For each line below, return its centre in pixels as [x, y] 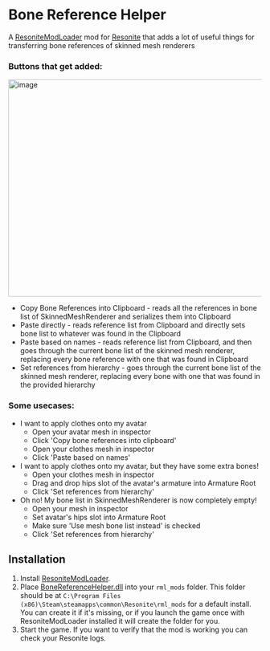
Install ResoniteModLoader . [65, 579]
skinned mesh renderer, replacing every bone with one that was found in [140, 376]
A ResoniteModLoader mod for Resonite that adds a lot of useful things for [131, 37]
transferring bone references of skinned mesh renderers [102, 45]
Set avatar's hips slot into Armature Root [99, 517]
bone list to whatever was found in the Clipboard [100, 334]
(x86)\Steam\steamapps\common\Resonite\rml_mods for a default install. [135, 604]
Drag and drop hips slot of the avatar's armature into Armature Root [144, 482]
